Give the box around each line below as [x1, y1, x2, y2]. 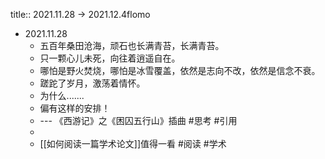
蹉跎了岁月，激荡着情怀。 [39, 77, 146, 89]
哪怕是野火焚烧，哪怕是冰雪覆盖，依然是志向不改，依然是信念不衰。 [39, 65, 321, 76]
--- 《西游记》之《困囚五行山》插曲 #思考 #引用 [39, 115, 238, 126]
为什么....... [39, 90, 85, 101]
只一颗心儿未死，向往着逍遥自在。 [39, 52, 181, 64]
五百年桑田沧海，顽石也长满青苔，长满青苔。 [39, 40, 225, 51]
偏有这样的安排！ [39, 102, 111, 114]
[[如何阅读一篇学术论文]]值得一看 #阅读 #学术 [39, 138, 227, 149]
